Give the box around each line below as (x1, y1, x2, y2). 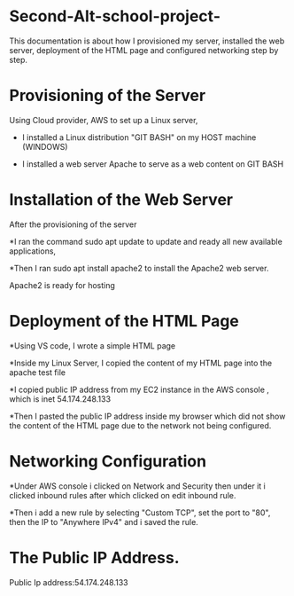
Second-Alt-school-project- (9, 6, 221, 27)
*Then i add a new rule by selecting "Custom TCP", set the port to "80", (9, 507, 271, 518)
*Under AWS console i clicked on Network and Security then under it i (9, 481, 266, 491)
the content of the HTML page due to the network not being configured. (9, 420, 272, 431)
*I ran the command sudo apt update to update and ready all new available (9, 236, 283, 247)
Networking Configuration (9, 451, 206, 471)
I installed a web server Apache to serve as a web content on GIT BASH (21, 158, 284, 169)
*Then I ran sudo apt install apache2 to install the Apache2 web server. (9, 263, 269, 273)
